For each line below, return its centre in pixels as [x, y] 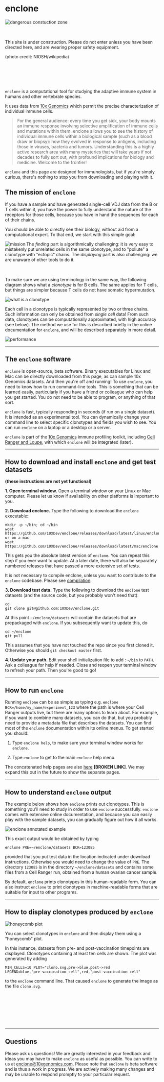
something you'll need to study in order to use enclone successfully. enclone [82, 809]
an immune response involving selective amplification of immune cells [87, 126]
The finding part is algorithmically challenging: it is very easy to [90, 244]
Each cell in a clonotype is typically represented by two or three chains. [77, 309]
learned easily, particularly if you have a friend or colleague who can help [79, 392]
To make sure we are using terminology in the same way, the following [76, 279]
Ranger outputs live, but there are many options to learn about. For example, [82, 713]
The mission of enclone [40, 192]
